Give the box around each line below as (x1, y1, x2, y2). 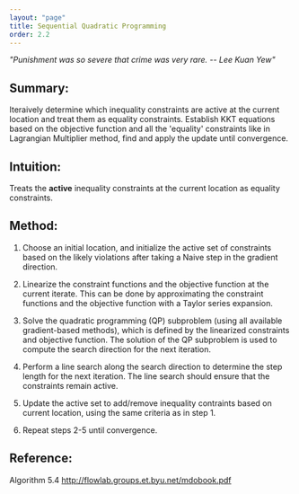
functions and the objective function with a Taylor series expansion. (22, 297, 274, 308)
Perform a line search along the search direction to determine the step (22, 361, 283, 372)
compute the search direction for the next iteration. (22, 343, 212, 355)
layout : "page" (9, 13, 66, 22)
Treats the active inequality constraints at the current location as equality (9, 183, 281, 193)
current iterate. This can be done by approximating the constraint (22, 288, 264, 299)
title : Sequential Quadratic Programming (9, 22, 167, 31)
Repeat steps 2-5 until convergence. (22, 424, 158, 436)
